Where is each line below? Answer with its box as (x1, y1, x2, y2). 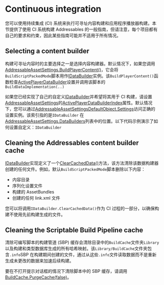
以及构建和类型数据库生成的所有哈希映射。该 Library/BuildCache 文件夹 (5, 246, 148, 252)
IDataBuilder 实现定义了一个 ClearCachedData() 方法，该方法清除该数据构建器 (5, 160, 159, 166)
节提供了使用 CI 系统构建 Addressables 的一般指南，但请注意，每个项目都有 (5, 26, 158, 32)
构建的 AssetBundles (12, 189, 55, 194)
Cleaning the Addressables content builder (5, 139, 139, 147)
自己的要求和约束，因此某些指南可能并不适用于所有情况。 (5, 32, 121, 38)
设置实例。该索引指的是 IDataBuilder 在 (5, 112, 84, 118)
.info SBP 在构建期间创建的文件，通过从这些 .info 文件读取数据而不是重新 (9, 252, 157, 258)
